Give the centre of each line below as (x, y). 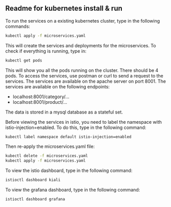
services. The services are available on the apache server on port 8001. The (86, 81)
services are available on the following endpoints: (58, 86)
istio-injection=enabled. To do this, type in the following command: (76, 127)
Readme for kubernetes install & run (64, 8)
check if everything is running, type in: (46, 51)
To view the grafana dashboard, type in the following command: (73, 190)
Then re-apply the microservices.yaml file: (50, 146)
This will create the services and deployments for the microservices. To (81, 45)
